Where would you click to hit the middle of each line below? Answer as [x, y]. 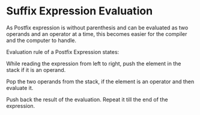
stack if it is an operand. [36, 69]
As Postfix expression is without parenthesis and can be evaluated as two [97, 28]
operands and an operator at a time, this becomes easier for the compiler [97, 34]
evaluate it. [20, 87]
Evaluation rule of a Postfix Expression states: [63, 52]
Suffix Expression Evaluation [80, 11]
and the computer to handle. [41, 40]
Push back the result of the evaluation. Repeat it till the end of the [87, 99]
